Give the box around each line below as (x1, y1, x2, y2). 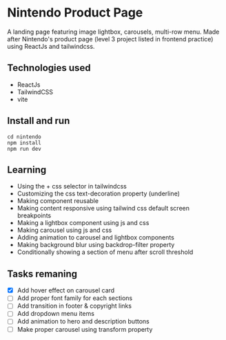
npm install (7, 139, 41, 146)
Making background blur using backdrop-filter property (17, 241, 175, 249)
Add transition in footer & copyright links (17, 301, 132, 310)
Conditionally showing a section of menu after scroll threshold (17, 248, 194, 256)
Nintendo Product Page (7, 5, 143, 21)
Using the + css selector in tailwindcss (17, 182, 127, 191)
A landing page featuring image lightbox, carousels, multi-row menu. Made (7, 28, 220, 36)
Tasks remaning (7, 268, 78, 279)
